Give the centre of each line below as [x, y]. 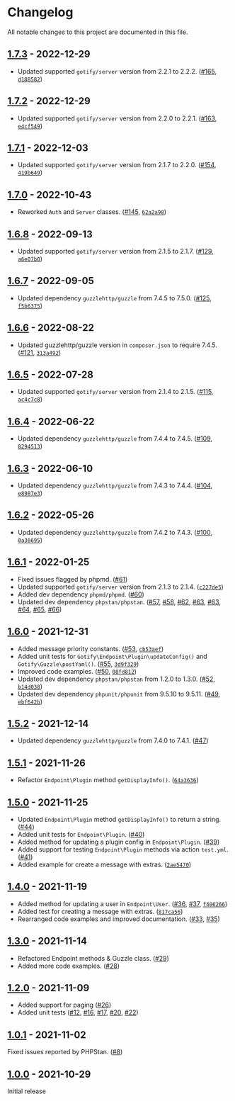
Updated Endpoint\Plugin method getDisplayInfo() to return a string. [119, 819]
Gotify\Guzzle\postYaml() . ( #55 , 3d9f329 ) [78, 664]
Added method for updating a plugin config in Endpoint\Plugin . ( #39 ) [119, 842]
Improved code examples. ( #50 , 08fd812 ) [77, 671]
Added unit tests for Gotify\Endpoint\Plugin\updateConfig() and [112, 656]
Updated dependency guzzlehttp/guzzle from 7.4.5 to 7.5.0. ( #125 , [114, 298]
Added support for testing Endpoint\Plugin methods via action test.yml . [123, 849]
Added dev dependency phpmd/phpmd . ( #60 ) [81, 594]
